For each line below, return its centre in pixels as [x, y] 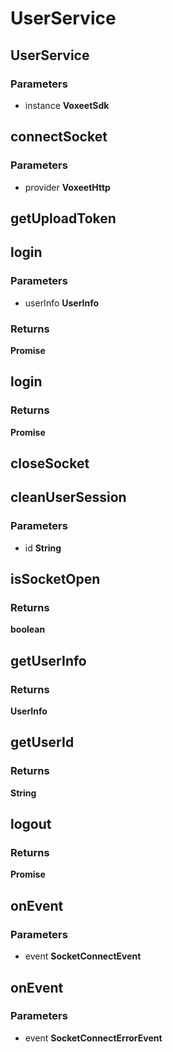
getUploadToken [63, 218]
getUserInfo [48, 660]
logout [31, 824]
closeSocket [50, 463]
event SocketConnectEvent [83, 956]
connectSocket [59, 137]
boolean [28, 629]
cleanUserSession [68, 497]
